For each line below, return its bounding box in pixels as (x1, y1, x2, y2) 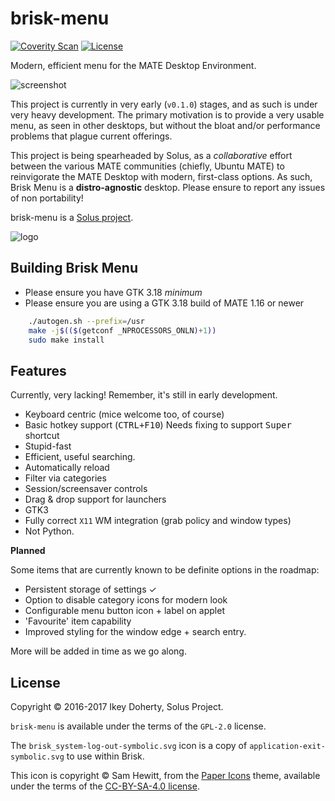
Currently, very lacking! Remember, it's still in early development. (10, 389, 278, 401)
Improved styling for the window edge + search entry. (24, 626, 247, 638)
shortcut (24, 430, 60, 442)
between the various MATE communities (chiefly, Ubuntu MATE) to (10, 160, 285, 172)
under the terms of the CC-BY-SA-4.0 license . (10, 780, 200, 792)
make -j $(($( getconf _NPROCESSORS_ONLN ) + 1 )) (28, 325, 217, 336)
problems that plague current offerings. (10, 130, 173, 142)
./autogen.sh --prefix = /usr (28, 316, 145, 326)
